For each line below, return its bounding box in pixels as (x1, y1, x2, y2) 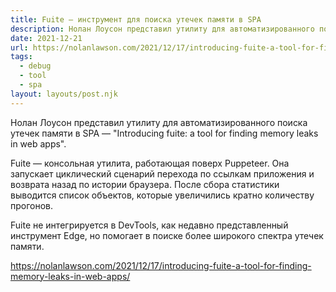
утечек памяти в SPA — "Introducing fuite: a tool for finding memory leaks (10, 127, 319, 139)
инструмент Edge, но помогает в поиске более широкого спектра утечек (10, 229, 324, 241)
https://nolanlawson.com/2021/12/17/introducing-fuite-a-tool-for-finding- (10, 259, 312, 271)
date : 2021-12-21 (10, 33, 83, 43)
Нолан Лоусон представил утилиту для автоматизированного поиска (10, 116, 308, 128)
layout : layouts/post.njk (10, 89, 118, 99)
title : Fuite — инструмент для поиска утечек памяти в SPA (10, 14, 262, 25)
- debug (19, 61, 52, 71)
